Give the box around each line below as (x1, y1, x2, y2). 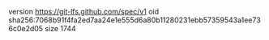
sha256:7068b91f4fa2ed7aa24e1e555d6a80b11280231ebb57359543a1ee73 (8, 15, 261, 25)
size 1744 (44, 24, 77, 33)
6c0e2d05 (8, 24, 43, 33)
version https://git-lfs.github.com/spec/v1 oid (8, 7, 160, 16)
